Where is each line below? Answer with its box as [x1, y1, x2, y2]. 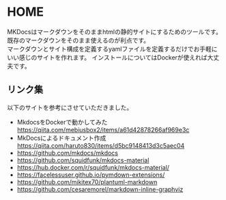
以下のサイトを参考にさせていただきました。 [7, 103, 133, 112]
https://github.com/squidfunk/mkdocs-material [16, 155, 150, 164]
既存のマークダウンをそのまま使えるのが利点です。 [7, 36, 150, 45]
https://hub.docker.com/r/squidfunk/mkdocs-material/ [16, 163, 169, 171]
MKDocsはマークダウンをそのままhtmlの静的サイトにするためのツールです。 [7, 27, 222, 36]
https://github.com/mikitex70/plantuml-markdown [16, 177, 158, 186]
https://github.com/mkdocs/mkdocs [16, 149, 118, 157]
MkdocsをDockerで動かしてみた [16, 118, 108, 126]
